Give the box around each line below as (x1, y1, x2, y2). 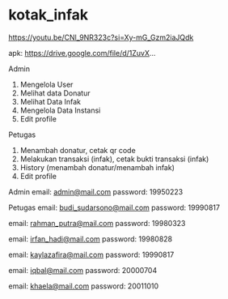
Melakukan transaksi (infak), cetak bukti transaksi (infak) (19, 154, 209, 164)
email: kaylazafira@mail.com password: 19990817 (8, 250, 175, 259)
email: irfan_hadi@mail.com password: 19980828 (8, 233, 172, 244)
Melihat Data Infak (19, 96, 81, 106)
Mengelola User (19, 79, 74, 89)
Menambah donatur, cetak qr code (19, 145, 136, 155)
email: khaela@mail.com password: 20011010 (8, 281, 159, 291)
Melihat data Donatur (19, 88, 91, 98)
